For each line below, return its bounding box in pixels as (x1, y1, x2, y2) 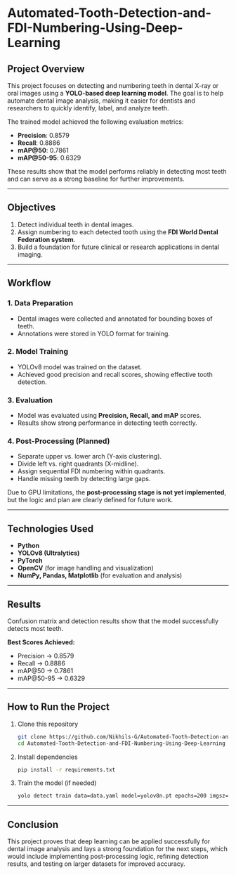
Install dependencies (17, 753, 79, 761)
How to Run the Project (7, 701, 110, 713)
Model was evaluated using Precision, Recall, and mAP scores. (17, 411, 202, 420)
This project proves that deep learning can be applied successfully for (7, 837, 211, 845)
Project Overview (7, 63, 85, 75)
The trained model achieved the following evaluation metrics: (7, 117, 184, 126)
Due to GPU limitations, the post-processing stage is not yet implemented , (7, 488, 227, 497)
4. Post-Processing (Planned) (7, 436, 110, 446)
